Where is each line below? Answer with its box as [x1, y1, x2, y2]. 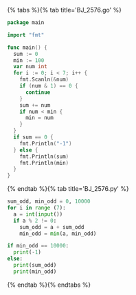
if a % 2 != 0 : [13, 217, 57, 224]
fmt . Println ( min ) [19, 159, 69, 166]
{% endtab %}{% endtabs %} [7, 281, 91, 289]
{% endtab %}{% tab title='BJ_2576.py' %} [7, 185, 129, 193]
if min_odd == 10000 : [7, 243, 69, 250]
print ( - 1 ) [13, 249, 41, 256]
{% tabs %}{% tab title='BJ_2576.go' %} [7, 6, 122, 14]
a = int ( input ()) [13, 210, 63, 218]
